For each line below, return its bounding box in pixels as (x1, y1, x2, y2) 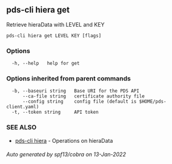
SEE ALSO (6, 123, 37, 132)
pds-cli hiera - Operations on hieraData (15, 137, 113, 144)
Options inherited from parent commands (6, 74, 131, 83)
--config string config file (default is (22, 99, 137, 105)
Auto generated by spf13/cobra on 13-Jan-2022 (6, 151, 126, 158)
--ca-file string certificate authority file (22, 93, 145, 99)
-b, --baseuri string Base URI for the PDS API (12, 88, 139, 94)
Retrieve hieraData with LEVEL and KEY (6, 21, 105, 28)
